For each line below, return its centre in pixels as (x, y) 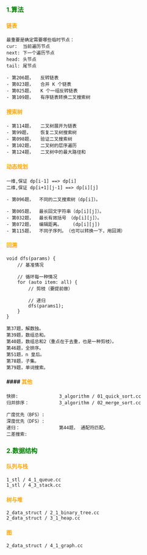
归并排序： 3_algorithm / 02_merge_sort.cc (74, 402)
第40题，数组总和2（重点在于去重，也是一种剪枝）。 (62, 341)
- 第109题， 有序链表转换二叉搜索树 (48, 97)
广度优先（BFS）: (25, 415)
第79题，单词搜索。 (27, 368)
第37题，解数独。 (25, 328)
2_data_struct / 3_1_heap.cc (43, 518)
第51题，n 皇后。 (25, 354)
